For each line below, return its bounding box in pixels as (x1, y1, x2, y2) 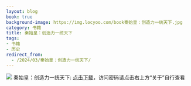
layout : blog (6, 8, 38, 15)
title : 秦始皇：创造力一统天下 (6, 30, 73, 36)
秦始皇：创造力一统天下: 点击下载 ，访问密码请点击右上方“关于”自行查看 (13, 74, 186, 81)
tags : (6, 35, 19, 41)
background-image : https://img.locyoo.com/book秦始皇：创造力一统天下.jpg (6, 19, 183, 25)
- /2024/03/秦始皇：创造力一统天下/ (11, 57, 91, 63)
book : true (6, 14, 33, 20)
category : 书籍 (6, 24, 42, 31)
